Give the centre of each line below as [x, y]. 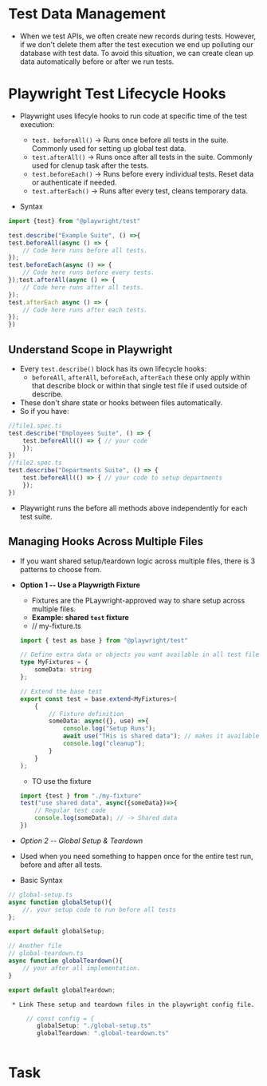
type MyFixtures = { [54, 662]
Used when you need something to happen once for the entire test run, [136, 856]
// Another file [35, 946]
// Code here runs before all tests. [85, 250]
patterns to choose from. [61, 569]
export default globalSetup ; [57, 932]
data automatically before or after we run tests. [97, 62]
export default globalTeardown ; [62, 990]
